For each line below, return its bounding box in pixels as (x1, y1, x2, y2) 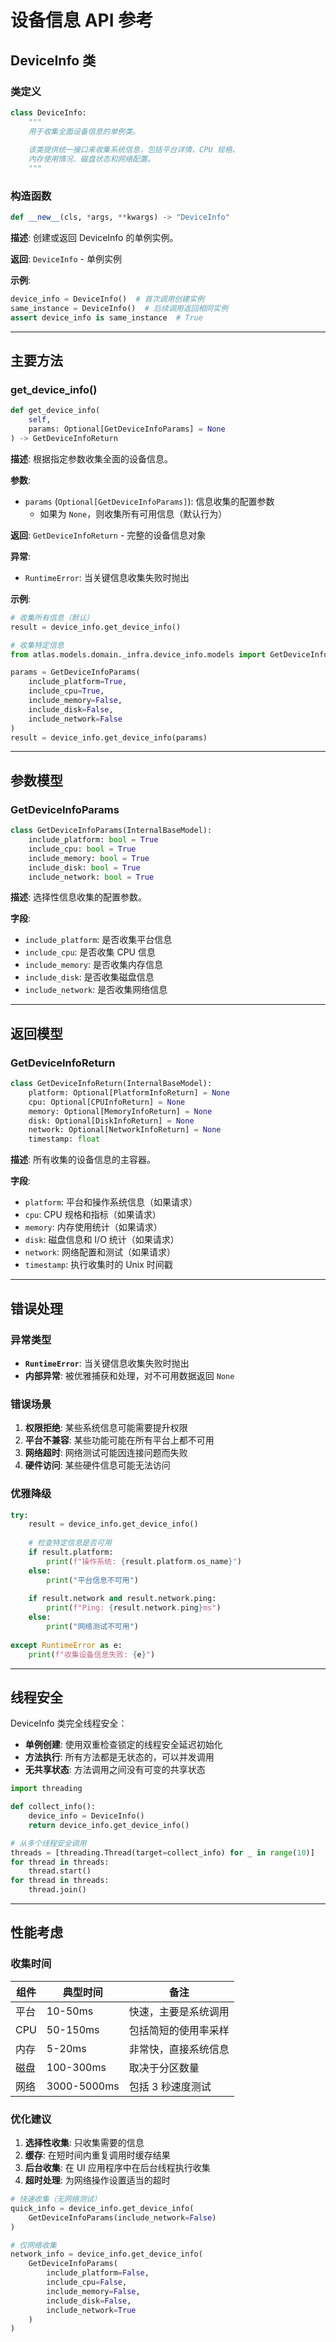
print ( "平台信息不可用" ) (46, 1575, 139, 1585)
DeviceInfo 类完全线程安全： (10, 1717, 128, 1730)
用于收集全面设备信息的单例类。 (28, 126, 140, 136)
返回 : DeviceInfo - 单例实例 (10, 253, 122, 265)
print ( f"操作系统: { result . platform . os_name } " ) (46, 1556, 242, 1566)
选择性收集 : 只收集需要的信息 (24, 2137, 145, 2149)
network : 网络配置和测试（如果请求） (24, 1246, 176, 1258)
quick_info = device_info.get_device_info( (10, 2203, 195, 2213)
